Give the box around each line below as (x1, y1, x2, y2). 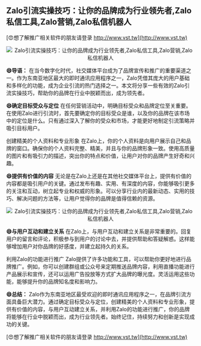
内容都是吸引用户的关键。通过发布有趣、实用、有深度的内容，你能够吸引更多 (6, 180, 195, 187)
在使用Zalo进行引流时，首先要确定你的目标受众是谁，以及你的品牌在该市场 (6, 110, 190, 117)
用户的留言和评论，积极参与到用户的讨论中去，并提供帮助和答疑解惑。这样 (6, 235, 190, 242)
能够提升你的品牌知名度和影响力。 (16, 278, 100, 285)
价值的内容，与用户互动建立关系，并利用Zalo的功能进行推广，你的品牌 (16, 305, 190, 312)
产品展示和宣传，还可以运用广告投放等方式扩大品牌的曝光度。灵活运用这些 (6, 270, 190, 277)
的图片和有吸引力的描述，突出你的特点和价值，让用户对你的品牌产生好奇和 (6, 152, 190, 159)
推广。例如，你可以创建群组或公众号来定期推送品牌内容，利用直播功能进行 (11, 263, 195, 270)
